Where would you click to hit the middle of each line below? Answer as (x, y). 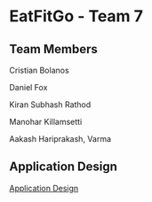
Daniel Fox (28, 87)
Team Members (53, 49)
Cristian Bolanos (39, 70)
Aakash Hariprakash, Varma (60, 139)
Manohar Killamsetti (46, 122)
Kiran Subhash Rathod (50, 105)
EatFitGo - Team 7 (76, 16)
